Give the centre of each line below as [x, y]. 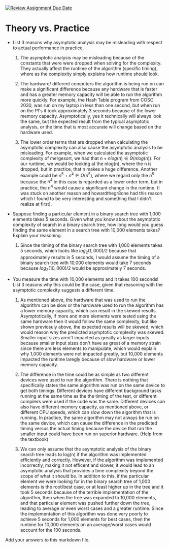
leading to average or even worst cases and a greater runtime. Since [92, 508]
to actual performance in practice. [48, 48]
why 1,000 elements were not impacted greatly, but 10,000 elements [92, 353]
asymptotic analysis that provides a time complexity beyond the [87, 470]
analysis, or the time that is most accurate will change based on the [91, 126]
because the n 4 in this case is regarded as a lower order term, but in [91, 181]
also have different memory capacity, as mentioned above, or [84, 407]
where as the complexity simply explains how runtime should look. [90, 74]
